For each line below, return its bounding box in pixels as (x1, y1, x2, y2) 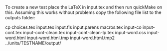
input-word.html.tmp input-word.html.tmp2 (26, 35, 115, 41)
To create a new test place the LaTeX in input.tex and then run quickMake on (5, 4, 163, 10)
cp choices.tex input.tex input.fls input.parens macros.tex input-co (5, 24, 142, 30)
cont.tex (5, 30, 22, 35)
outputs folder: (5, 15, 36, 20)
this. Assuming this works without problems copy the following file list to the (5, 9, 162, 15)
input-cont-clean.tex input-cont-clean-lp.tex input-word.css (23, 30, 146, 35)
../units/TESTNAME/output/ (5, 40, 61, 46)
